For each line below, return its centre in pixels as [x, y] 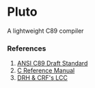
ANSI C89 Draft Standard [52, 63]
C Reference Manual [46, 71]
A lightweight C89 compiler [45, 31]
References [27, 48]
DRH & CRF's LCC [42, 78]
